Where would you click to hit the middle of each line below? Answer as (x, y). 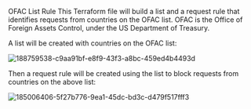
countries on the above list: (52, 82)
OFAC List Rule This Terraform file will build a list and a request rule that (124, 11)
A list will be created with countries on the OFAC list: (93, 43)
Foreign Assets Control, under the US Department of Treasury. (109, 28)
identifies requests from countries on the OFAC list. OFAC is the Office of (125, 20)
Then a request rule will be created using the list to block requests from (124, 73)
